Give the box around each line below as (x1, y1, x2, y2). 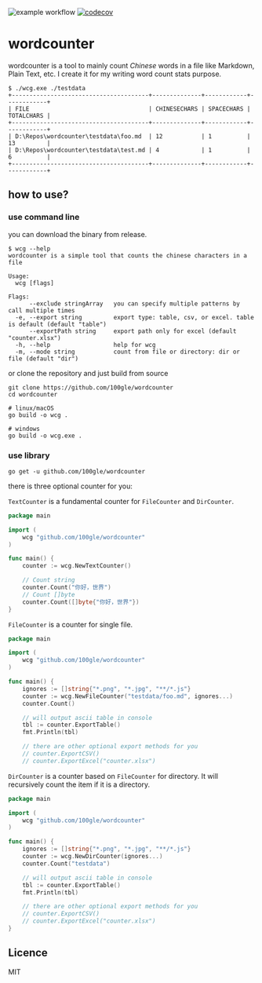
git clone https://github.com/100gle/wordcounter (8, 383, 174, 392)
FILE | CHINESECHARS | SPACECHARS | (15, 104, 251, 113)
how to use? (8, 188, 69, 202)
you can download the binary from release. (8, 229, 147, 239)
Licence (8, 946, 49, 959)
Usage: (8, 272, 30, 280)
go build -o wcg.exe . (8, 432, 82, 440)
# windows (8, 425, 41, 433)
